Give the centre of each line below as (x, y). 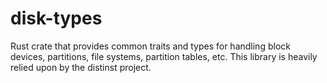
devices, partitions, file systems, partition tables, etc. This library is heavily (164, 56)
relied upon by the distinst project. (81, 67)
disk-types (56, 18)
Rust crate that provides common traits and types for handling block (150, 46)
